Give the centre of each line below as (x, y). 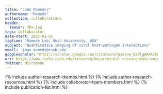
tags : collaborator (25, 32)
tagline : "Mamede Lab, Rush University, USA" (52, 41)
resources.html (20, 82)
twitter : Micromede (25, 63)
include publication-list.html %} (36, 87)
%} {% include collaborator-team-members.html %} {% (92, 82)
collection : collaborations (33, 18)
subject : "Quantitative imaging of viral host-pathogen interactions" (78, 45)
